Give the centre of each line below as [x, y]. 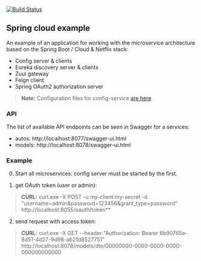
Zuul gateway [32, 74]
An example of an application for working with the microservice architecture [101, 43]
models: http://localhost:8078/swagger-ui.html [73, 145]
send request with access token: [56, 222]
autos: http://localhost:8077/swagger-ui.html [71, 139]
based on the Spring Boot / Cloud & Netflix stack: [67, 49]
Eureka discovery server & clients [56, 67]
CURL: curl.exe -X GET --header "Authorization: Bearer [90, 233]
